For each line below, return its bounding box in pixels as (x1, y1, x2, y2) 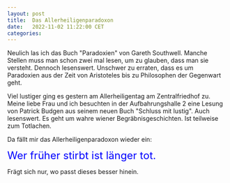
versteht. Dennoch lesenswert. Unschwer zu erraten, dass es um (7, 64, 194, 72)
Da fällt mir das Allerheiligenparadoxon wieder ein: (7, 136, 152, 144)
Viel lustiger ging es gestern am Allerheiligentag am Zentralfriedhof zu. (7, 92, 210, 101)
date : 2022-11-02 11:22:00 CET (7, 23, 105, 30)
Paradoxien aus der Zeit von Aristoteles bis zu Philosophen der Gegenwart (7, 71, 222, 80)
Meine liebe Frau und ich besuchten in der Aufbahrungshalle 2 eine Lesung (7, 99, 223, 108)
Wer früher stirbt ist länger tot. (7, 149, 157, 163)
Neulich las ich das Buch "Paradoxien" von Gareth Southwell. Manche (7, 49, 208, 57)
